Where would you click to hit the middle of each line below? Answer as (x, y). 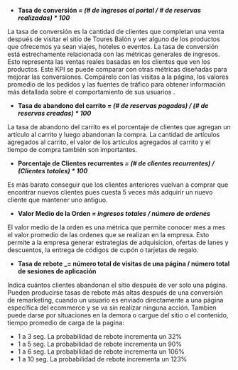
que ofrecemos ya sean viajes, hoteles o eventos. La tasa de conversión (113, 47)
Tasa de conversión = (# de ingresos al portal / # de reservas (109, 10)
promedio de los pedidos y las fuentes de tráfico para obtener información (117, 84)
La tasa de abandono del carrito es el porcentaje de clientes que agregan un (119, 127)
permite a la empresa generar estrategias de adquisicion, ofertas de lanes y (118, 242)
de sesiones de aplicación (57, 271)
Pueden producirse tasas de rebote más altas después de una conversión (115, 293)
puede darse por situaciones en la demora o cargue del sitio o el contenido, (118, 315)
